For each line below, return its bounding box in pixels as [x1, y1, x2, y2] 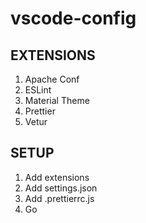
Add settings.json [24, 182, 98, 194]
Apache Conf [24, 73, 80, 85]
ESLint [24, 84, 52, 96]
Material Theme [24, 95, 90, 106]
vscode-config [10, 7, 137, 30]
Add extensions [24, 171, 90, 183]
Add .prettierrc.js [24, 192, 95, 204]
